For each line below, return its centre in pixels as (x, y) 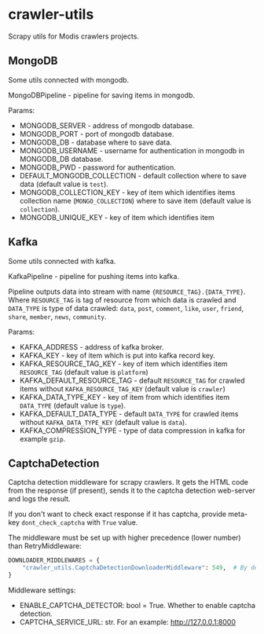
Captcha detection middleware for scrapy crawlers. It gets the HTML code (128, 482)
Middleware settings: (42, 590)
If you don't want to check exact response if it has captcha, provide (117, 514)
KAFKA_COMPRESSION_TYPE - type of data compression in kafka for (132, 431)
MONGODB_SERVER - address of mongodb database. (107, 125)
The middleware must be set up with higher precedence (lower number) (125, 538)
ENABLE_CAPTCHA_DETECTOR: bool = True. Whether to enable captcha (137, 605)
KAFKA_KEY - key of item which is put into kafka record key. (117, 355)
